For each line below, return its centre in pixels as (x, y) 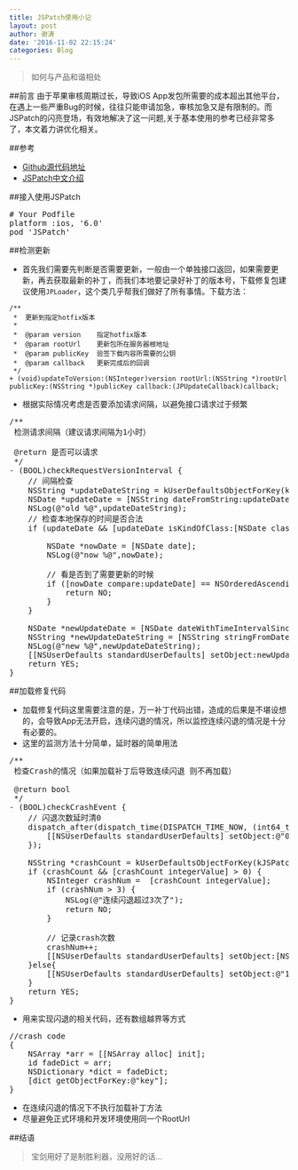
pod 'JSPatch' (40, 232)
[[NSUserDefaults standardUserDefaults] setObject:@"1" (171, 974)
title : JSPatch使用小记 (50, 17)
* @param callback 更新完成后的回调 (81, 364)
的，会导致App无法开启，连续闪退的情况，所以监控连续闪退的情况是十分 (154, 721)
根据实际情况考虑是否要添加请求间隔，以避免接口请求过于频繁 (135, 405)
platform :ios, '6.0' (56, 224)
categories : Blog (41, 51)
